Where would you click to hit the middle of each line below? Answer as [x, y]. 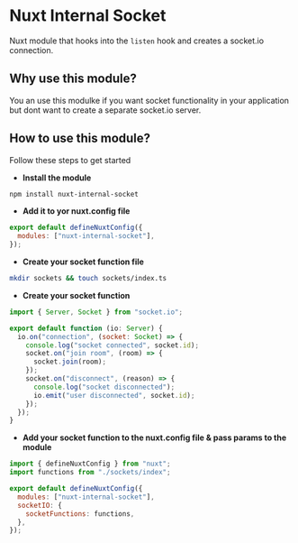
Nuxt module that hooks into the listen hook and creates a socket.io [136, 41]
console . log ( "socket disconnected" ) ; [104, 387]
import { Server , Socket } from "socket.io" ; [96, 312]
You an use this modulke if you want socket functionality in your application [149, 100]
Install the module [57, 178]
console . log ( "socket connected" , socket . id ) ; [113, 345]
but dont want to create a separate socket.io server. [105, 110]
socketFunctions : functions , [80, 514]
